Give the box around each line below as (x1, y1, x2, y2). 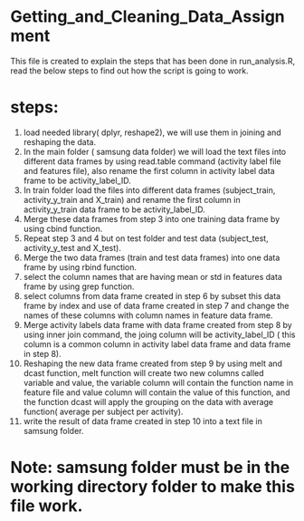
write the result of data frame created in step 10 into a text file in (23, 415, 263, 427)
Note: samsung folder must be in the (10, 458, 290, 478)
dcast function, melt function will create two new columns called (23, 367, 265, 378)
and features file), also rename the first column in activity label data (23, 165, 275, 176)
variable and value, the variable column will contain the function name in (23, 377, 293, 388)
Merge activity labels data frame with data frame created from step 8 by (23, 319, 292, 330)
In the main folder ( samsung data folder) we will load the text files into (23, 146, 287, 157)
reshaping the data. (23, 136, 97, 147)
